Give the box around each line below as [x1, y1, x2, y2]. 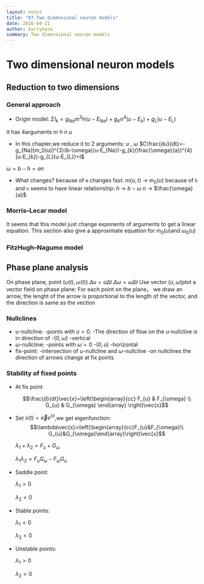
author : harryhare [6, 26, 53, 32]
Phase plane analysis [6, 262, 89, 272]
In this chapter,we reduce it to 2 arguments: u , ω [15, 140, 138, 148]
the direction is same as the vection [6, 299, 96, 307]
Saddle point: [15, 468, 49, 475]
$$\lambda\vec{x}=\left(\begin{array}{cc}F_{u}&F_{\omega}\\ [30, 424, 184, 431]
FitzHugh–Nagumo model [6, 243, 83, 252]
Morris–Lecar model [6, 207, 67, 215]
